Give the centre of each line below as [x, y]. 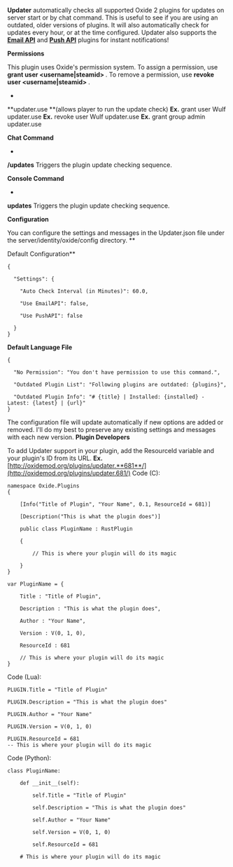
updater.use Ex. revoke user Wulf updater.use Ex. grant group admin [106, 116]
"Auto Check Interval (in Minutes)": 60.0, [84, 291]
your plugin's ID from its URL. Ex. [55, 458]
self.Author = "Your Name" [72, 820]
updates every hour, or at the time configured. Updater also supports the [112, 32]
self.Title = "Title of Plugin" [80, 795]
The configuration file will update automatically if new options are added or [115, 422]
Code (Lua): [24, 677]
